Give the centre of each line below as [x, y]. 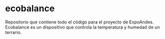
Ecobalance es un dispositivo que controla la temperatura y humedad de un [82, 27]
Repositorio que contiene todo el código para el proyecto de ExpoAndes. [80, 22]
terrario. [13, 32]
